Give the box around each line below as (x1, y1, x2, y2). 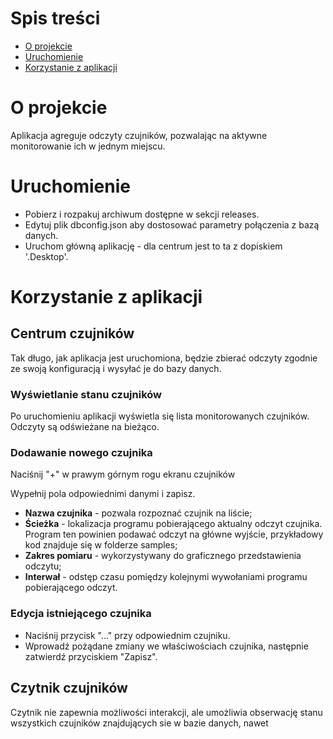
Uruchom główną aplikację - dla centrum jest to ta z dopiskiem (24, 240, 283, 252)
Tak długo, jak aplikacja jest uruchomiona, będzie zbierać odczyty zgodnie (10, 352, 318, 364)
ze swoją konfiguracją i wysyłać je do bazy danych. (10, 362, 222, 374)
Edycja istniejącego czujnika (10, 607, 152, 621)
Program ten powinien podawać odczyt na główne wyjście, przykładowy (24, 528, 324, 541)
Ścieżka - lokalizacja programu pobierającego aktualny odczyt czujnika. (24, 518, 323, 530)
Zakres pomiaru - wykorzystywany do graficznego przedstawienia (24, 550, 302, 562)
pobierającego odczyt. (24, 582, 118, 594)
